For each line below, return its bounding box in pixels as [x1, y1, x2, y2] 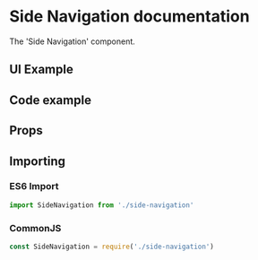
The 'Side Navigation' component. [9, 36, 136, 47]
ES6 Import [9, 180, 59, 193]
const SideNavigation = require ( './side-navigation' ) [9, 242, 215, 251]
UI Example [9, 62, 73, 77]
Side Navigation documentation [9, 6, 250, 27]
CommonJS [9, 221, 62, 234]
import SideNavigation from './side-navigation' [9, 200, 194, 210]
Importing [9, 153, 65, 169]
